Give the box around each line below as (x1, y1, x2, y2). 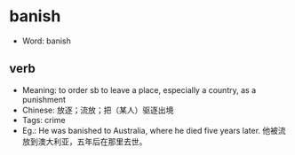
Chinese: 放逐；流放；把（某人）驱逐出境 (21, 105, 174, 115)
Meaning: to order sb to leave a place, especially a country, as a (21, 84, 256, 95)
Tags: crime (21, 114, 66, 125)
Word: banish (21, 35, 71, 46)
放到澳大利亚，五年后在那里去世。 (21, 136, 147, 147)
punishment (21, 94, 67, 105)
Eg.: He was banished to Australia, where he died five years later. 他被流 (21, 125, 286, 136)
